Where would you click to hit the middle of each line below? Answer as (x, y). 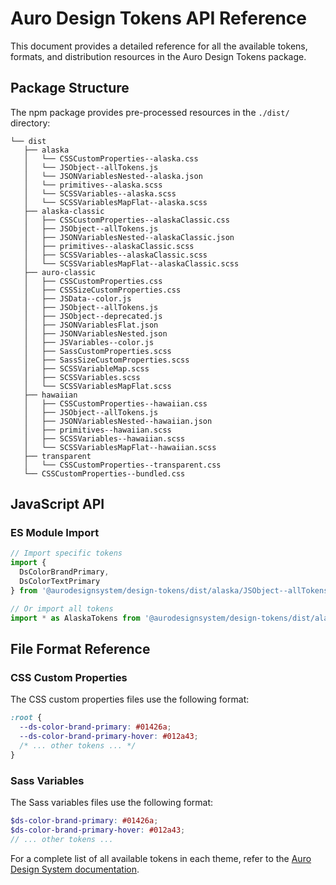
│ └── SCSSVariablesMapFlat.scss (97, 386)
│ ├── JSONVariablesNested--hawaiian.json (118, 421)
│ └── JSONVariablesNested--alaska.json (113, 176)
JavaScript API (57, 504)
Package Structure (70, 88)
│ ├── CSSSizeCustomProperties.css (102, 290)
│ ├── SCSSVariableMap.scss (86, 368)
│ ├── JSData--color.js (77, 298)
